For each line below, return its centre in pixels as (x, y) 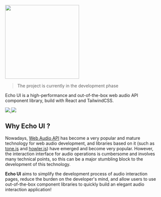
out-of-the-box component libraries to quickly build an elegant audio (75, 184)
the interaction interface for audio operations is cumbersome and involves (80, 154)
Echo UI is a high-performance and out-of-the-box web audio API (72, 95)
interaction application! (28, 189)
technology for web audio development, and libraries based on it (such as (80, 143)
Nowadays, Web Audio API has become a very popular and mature (73, 138)
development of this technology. (38, 164)
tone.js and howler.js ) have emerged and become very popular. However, (79, 148)
